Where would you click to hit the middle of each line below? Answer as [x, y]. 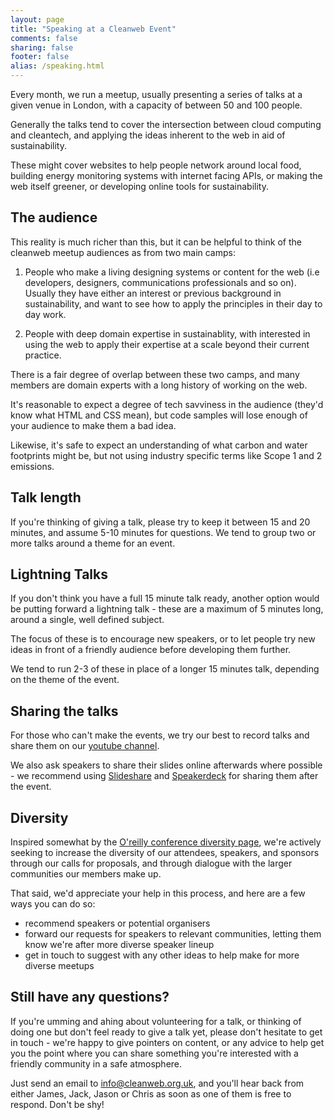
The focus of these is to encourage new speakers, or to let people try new [163, 639]
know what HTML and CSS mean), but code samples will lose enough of [159, 415]
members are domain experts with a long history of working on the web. [159, 385]
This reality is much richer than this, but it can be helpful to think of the [156, 242]
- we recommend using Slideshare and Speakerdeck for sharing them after [164, 776]
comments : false [44, 38]
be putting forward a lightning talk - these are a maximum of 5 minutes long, [167, 609]
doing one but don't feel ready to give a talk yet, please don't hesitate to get [166, 1032]
